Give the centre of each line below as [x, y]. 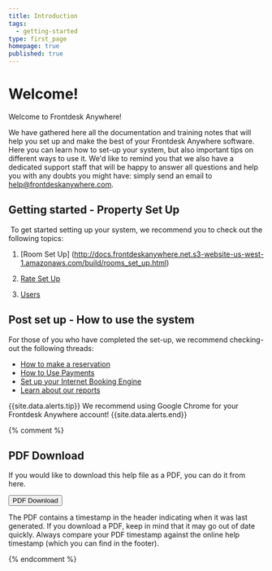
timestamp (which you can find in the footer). [84, 543]
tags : [17, 24]
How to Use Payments [57, 372]
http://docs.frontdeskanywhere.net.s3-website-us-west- [169, 254]
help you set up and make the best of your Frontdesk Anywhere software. [132, 141]
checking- [246, 340]
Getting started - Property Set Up [94, 210]
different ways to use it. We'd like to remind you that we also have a [121, 158]
